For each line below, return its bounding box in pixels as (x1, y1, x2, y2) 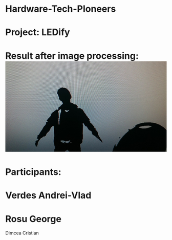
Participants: (5, 166, 61, 178)
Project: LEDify (5, 27, 70, 38)
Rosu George (5, 213, 61, 225)
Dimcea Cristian (5, 230, 39, 236)
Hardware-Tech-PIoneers (5, 3, 116, 15)
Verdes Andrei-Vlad (5, 190, 92, 201)
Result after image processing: (5, 50, 139, 61)
